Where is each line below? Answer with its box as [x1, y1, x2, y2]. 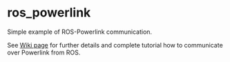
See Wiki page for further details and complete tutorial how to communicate [7, 41, 223, 49]
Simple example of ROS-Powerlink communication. [7, 28, 153, 36]
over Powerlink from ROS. [7, 48, 81, 56]
